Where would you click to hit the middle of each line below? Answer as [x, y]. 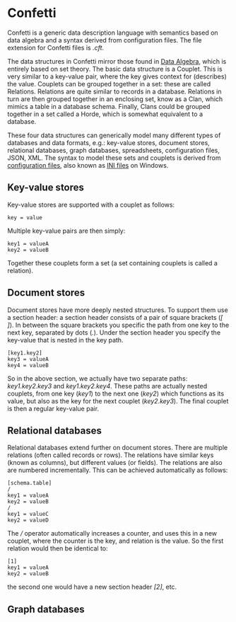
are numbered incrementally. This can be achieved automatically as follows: [118, 470]
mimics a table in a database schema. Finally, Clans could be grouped [109, 106]
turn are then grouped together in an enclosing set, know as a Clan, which [115, 99]
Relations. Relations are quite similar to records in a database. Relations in [114, 91]
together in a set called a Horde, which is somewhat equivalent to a [105, 114]
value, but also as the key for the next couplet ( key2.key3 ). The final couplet [118, 401]
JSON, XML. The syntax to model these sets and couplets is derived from [114, 158]
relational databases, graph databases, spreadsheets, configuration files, [114, 150]
